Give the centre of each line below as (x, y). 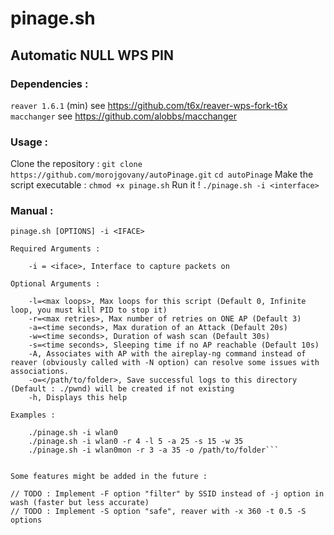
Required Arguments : (55, 249)
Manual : (32, 211)
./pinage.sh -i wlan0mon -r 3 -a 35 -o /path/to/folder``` (154, 450)
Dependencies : (49, 84)
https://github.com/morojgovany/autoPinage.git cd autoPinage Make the (162, 174)
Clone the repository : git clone (76, 164)
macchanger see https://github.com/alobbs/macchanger (123, 116)
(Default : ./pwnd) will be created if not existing (122, 389)
